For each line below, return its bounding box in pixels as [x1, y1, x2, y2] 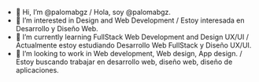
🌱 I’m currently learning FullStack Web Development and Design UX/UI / [15, 32, 250, 41]
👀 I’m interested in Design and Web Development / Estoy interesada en [15, 16, 246, 25]
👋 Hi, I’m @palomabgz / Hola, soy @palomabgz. [15, 8, 172, 16]
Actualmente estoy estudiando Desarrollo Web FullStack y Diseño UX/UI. [15, 41, 252, 50]
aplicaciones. [15, 66, 59, 74]
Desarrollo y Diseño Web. [15, 24, 98, 33]
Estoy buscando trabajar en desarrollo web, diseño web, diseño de [15, 57, 233, 66]
